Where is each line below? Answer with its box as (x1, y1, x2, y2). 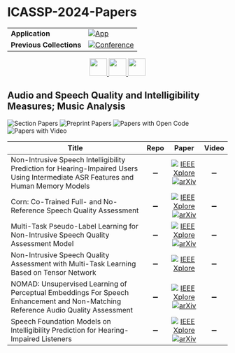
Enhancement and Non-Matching (10, 296, 122, 306)
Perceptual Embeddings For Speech (10, 287, 129, 297)
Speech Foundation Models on (10, 316, 112, 326)
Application (10, 29, 50, 38)
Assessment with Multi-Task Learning (10, 259, 136, 268)
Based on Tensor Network (10, 267, 97, 277)
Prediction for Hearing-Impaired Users (10, 164, 138, 173)
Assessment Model (10, 238, 74, 248)
